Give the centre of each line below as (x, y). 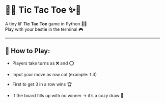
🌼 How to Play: (27, 51)
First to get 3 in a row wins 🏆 (42, 84)
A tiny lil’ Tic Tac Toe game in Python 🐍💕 (46, 23)
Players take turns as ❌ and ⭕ (43, 63)
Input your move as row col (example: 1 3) (55, 74)
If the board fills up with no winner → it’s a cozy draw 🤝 (68, 95)
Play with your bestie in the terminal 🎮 (44, 29)
